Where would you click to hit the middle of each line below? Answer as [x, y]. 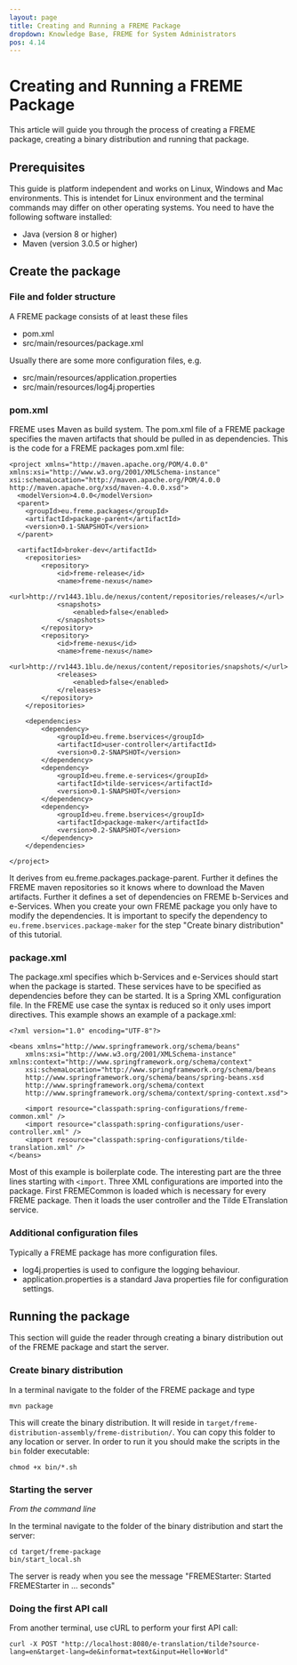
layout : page [33, 17]
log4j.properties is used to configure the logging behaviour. [131, 1269]
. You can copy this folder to [224, 1432]
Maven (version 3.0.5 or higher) [80, 244]
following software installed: [61, 217]
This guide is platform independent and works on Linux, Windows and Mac [146, 189]
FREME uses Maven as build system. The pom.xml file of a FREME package [147, 429]
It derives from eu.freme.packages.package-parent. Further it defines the [144, 878]
